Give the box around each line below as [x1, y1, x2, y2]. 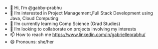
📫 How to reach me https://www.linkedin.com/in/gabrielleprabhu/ [9, 31, 146, 37]
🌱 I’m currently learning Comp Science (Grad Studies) [9, 20, 121, 26]
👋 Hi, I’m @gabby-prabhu [9, 5, 62, 10]
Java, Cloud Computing [9, 15, 59, 21]
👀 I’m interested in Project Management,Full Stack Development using [9, 10, 154, 16]
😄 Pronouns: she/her [9, 39, 54, 44]
